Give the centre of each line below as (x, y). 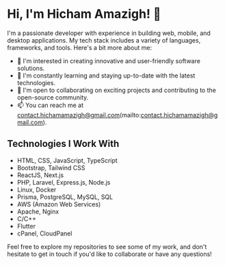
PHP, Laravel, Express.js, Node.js (64, 182)
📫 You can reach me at (50, 105)
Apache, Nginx (38, 211)
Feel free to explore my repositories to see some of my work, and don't (107, 246)
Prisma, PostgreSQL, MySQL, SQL (65, 197)
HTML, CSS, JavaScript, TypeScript (67, 160)
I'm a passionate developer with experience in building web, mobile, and (109, 33)
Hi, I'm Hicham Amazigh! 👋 (84, 14)
